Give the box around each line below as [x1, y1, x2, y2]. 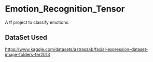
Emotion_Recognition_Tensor [5, 3, 125, 15]
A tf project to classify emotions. [5, 19, 70, 25]
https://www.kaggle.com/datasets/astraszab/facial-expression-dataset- [5, 46, 148, 52]
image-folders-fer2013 [5, 51, 51, 57]
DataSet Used [5, 33, 47, 42]
